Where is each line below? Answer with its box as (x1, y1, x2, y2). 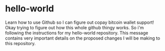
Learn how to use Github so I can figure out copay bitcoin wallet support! (5, 19, 155, 25)
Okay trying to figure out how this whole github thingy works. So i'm (5, 24, 144, 30)
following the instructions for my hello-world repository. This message (5, 30, 149, 36)
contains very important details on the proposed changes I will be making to (5, 35, 160, 41)
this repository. (5, 40, 36, 46)
